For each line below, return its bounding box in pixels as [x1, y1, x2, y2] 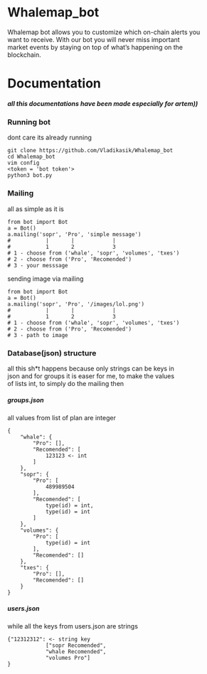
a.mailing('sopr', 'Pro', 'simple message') [7, 230, 142, 238]
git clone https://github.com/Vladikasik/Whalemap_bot [7, 147, 174, 154]
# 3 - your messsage [7, 262, 69, 269]
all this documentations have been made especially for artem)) [7, 99, 198, 107]
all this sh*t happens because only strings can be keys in [7, 364, 174, 373]
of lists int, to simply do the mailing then [7, 380, 124, 388]
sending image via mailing [7, 274, 84, 283]
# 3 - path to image [7, 331, 69, 338]
